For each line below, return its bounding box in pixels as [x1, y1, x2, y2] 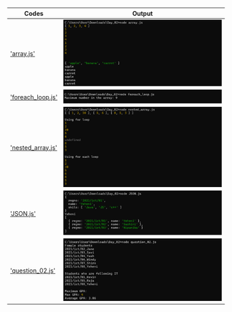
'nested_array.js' [10, 143, 57, 152]
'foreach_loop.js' [10, 92, 58, 101]
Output [132, 9, 153, 17]
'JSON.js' [10, 209, 36, 217]
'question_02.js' [10, 266, 56, 275]
